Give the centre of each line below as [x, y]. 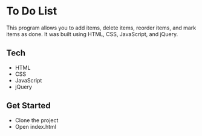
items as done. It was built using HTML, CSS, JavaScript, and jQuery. [92, 34]
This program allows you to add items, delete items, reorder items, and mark [101, 28]
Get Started [28, 106]
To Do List [32, 11]
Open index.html [35, 126]
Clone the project [37, 120]
